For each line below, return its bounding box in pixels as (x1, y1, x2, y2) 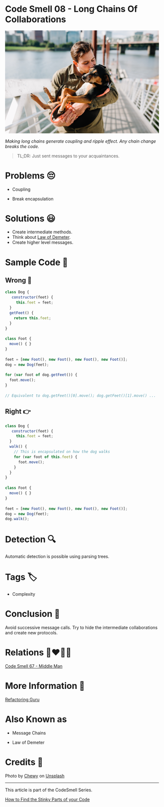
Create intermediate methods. (12, 229, 72, 235)
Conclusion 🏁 (5, 608, 60, 620)
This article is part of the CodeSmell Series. (5, 787, 93, 793)
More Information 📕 (5, 681, 85, 692)
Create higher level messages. (12, 239, 74, 246)
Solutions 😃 (5, 213, 56, 224)
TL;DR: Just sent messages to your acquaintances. (17, 153, 120, 159)
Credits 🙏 (5, 757, 43, 768)
